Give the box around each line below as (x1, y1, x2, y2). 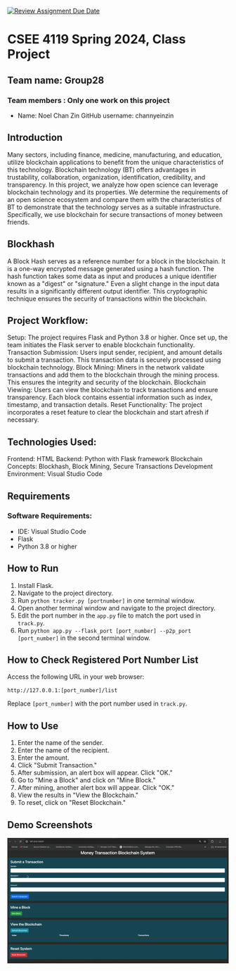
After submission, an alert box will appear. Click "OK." (17, 768, 173, 777)
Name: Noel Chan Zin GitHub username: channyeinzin (17, 111, 174, 120)
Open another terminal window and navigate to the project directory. (17, 603, 216, 612)
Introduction (7, 132, 63, 144)
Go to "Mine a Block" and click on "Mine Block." (17, 776, 156, 784)
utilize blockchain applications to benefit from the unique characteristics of (7, 158, 224, 166)
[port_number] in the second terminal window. (17, 634, 151, 642)
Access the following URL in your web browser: (7, 672, 145, 681)
